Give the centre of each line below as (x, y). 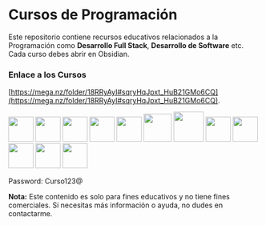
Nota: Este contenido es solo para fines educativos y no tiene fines (119, 197)
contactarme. (30, 214)
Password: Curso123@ (46, 181)
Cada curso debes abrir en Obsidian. (69, 54)
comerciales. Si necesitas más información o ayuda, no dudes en (115, 205)
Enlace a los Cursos (47, 74)
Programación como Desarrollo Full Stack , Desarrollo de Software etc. (126, 45)
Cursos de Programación (93, 15)
